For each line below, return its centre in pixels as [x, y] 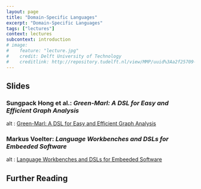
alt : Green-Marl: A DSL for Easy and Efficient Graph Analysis [81, 124]
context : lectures [29, 34]
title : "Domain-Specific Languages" [52, 17]
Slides [18, 86]
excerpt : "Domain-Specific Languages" [54, 23]
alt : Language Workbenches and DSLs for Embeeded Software [84, 160]
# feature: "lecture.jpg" [42, 51]
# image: [17, 45]
